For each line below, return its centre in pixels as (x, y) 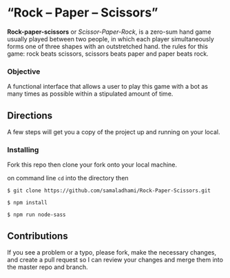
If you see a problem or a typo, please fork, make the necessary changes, (112, 253)
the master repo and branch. (48, 267)
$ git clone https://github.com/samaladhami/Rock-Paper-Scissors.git (109, 191)
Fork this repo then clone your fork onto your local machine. (92, 165)
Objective (24, 72)
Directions (30, 115)
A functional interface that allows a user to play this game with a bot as (108, 87)
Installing (23, 149)
